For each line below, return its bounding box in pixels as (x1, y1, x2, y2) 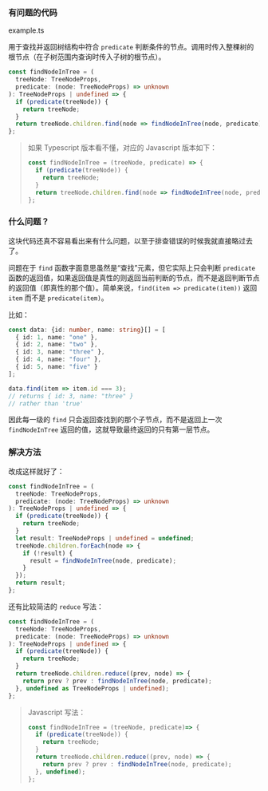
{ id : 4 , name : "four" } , (15, 355, 102, 364)
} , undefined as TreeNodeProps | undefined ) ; (15, 684, 170, 692)
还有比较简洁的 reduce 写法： (8, 601, 104, 611)
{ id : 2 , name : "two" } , (15, 341, 98, 349)
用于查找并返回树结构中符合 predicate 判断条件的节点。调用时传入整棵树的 (8, 42, 254, 52)
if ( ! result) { (22, 549, 73, 557)
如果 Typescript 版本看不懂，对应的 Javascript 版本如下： (27, 143, 218, 152)
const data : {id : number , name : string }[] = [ (8, 326, 166, 334)
